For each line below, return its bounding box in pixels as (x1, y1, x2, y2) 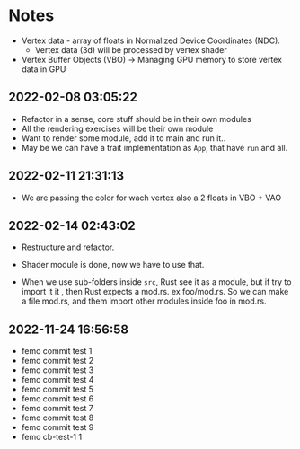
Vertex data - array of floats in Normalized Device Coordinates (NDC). (21, 35, 280, 46)
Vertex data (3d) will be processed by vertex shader (34, 44, 227, 55)
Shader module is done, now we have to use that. (21, 260, 205, 270)
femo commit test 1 (21, 346, 93, 357)
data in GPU (21, 64, 66, 75)
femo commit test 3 (21, 365, 94, 375)
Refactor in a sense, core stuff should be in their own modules (21, 113, 252, 124)
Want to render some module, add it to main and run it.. (21, 132, 226, 144)
